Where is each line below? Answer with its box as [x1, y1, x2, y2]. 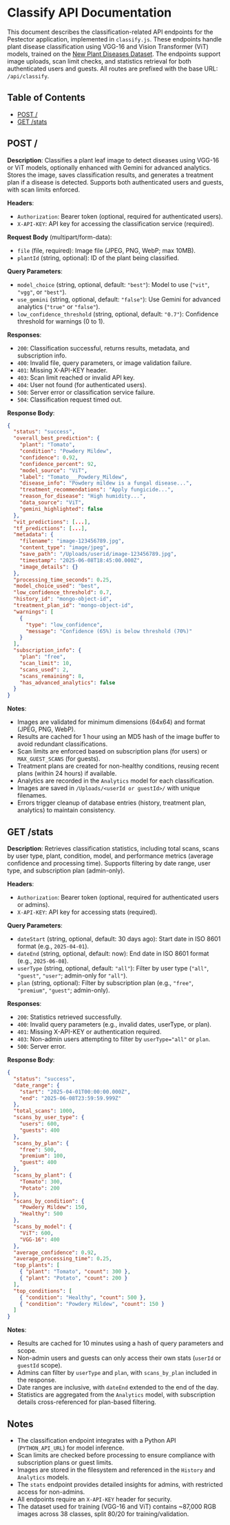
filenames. [17, 792, 47, 800]
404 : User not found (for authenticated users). [17, 380, 147, 389]
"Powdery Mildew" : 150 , [19, 1204, 88, 1211]
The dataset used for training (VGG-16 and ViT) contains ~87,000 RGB [17, 1502, 217, 1510]
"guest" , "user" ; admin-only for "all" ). [17, 971, 128, 980]
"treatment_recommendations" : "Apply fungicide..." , [19, 486, 174, 494]
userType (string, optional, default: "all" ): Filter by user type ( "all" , [17, 964, 209, 972]
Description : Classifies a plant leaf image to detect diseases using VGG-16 [7, 156, 219, 164]
